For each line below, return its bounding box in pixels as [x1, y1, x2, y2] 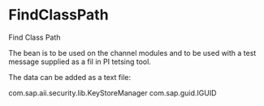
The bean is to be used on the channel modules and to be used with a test [8, 48, 257, 57]
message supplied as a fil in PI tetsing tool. [8, 57, 152, 66]
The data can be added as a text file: [8, 72, 132, 82]
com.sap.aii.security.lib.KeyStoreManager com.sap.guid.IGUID [8, 87, 217, 98]
